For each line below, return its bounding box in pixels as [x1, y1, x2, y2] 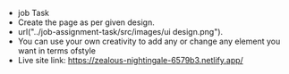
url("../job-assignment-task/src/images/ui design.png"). [17, 27, 224, 37]
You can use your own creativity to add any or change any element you [17, 36, 281, 46]
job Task [17, 8, 50, 18]
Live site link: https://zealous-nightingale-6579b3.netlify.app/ [17, 55, 243, 65]
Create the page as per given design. [17, 17, 155, 28]
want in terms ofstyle [17, 45, 97, 56]
